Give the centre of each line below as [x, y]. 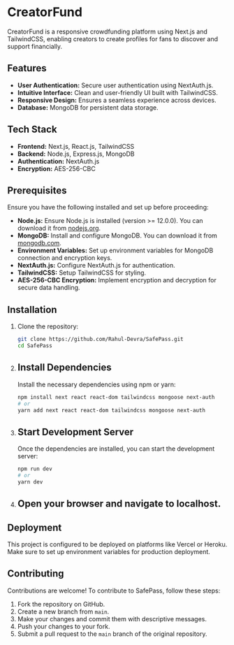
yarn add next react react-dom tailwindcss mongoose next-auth [111, 410]
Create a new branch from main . [63, 611]
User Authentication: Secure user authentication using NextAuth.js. [115, 85]
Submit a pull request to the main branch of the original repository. [112, 634]
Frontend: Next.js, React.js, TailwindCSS [76, 146]
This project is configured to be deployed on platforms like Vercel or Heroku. [117, 544]
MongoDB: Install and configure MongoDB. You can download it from [117, 235]
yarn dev [30, 482]
